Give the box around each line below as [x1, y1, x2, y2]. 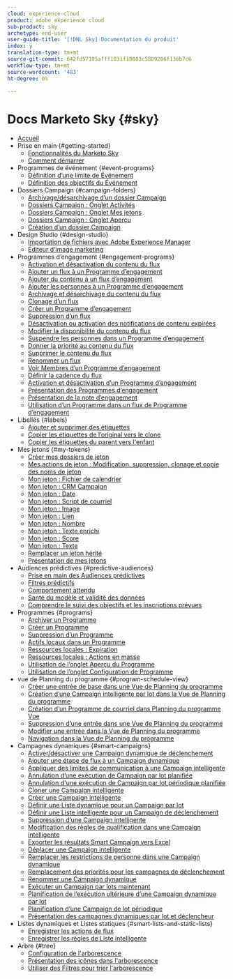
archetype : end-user [7, 29, 68, 37]
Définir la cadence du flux [27, 371, 103, 380]
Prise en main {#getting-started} [17, 142, 112, 150]
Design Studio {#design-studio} [17, 231, 109, 239]
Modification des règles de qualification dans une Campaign [27, 824, 201, 832]
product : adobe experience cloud [7, 17, 105, 24]
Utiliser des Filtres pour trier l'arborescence [27, 964, 153, 973]
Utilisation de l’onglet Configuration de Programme [27, 667, 174, 676]
